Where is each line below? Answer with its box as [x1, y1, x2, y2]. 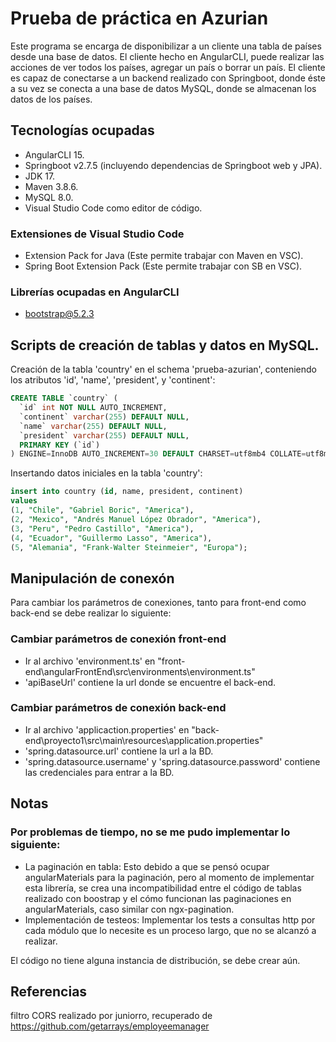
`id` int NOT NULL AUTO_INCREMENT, [19, 403, 168, 413]
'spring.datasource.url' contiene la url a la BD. [24, 745, 214, 757]
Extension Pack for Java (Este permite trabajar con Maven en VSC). [24, 250, 304, 262]
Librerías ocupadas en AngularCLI [10, 285, 180, 299]
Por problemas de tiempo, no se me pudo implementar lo [10, 825, 291, 839]
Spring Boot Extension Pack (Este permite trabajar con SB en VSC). [24, 260, 303, 272]
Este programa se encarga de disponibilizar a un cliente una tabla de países [10, 40, 322, 52]
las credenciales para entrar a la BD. [24, 766, 175, 778]
